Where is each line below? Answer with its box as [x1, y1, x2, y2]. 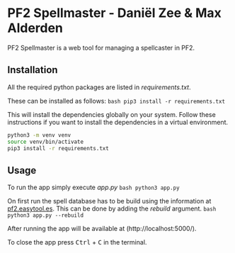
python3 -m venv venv [7, 131, 71, 139]
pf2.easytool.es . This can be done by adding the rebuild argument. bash [7, 204, 217, 213]
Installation [7, 64, 58, 76]
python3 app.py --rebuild [7, 212, 84, 219]
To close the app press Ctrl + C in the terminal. [7, 238, 147, 247]
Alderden [7, 20, 64, 36]
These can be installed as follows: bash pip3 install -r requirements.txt [7, 96, 225, 105]
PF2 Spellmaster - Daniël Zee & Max [7, 5, 222, 21]
